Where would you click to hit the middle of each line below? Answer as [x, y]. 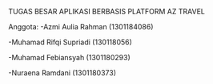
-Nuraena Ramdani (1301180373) [62, 73]
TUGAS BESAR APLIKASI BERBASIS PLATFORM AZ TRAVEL [107, 11]
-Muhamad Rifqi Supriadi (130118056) [70, 42]
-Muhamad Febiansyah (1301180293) [69, 57]
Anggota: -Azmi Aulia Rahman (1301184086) [81, 27]
